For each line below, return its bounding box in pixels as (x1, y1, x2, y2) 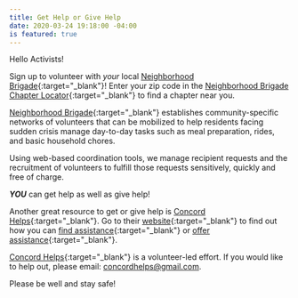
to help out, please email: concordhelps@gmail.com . (9, 262, 202, 272)
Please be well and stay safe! (9, 278, 117, 289)
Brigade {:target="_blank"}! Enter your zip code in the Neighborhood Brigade (9, 81, 289, 92)
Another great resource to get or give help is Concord (9, 206, 206, 217)
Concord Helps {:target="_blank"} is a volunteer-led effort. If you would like (9, 252, 284, 262)
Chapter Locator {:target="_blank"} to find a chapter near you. (9, 90, 236, 101)
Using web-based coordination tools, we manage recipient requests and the (9, 153, 288, 164)
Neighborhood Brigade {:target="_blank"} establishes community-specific (9, 108, 278, 118)
